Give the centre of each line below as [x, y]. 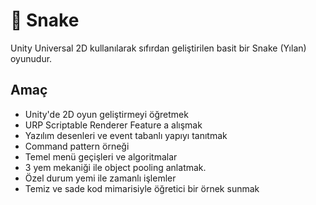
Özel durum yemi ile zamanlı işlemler [100, 178]
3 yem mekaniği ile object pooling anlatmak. [115, 167]
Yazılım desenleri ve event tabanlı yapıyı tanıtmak [126, 135]
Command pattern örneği [77, 146]
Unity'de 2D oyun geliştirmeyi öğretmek [106, 114]
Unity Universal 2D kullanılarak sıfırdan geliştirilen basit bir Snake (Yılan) [158, 48]
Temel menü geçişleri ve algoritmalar [101, 156]
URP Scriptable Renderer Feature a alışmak [113, 125]
